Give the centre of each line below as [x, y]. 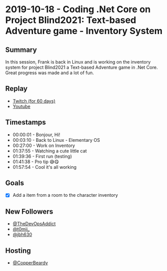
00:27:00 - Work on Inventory [44, 145]
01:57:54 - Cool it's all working [45, 167]
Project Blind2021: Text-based [71, 20]
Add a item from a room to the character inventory [65, 195]
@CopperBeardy [30, 263]
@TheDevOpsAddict [34, 224]
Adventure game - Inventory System [84, 31]
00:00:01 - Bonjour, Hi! [36, 134]
